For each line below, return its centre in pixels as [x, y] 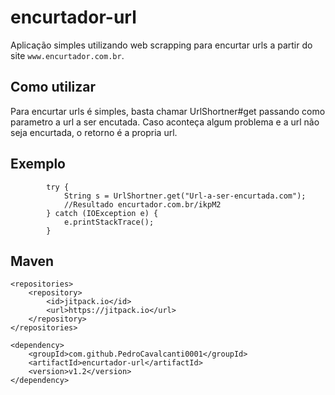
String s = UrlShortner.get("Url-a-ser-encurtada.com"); [185, 196]
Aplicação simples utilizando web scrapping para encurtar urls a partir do [161, 45]
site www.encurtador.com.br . [67, 55]
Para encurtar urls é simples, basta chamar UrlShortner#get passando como [168, 111]
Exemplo [38, 164]
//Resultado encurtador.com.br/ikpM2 [142, 204]
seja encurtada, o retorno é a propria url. [94, 132]
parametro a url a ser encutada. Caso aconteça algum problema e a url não [165, 122]
